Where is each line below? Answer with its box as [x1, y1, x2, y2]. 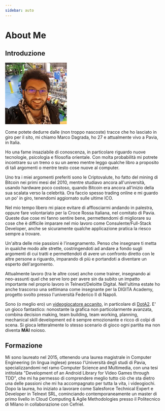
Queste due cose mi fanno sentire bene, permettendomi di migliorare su [5, 215, 151, 221]
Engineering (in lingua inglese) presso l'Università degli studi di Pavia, [5, 359, 147, 366]
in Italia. [5, 139, 21, 145]
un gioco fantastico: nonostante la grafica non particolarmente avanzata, [5, 306, 153, 312]
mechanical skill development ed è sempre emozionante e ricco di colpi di [5, 317, 155, 323]
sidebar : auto [5, 8, 34, 13]
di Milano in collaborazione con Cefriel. [5, 401, 85, 408]
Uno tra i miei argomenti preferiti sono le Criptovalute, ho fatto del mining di [5, 174, 158, 180]
